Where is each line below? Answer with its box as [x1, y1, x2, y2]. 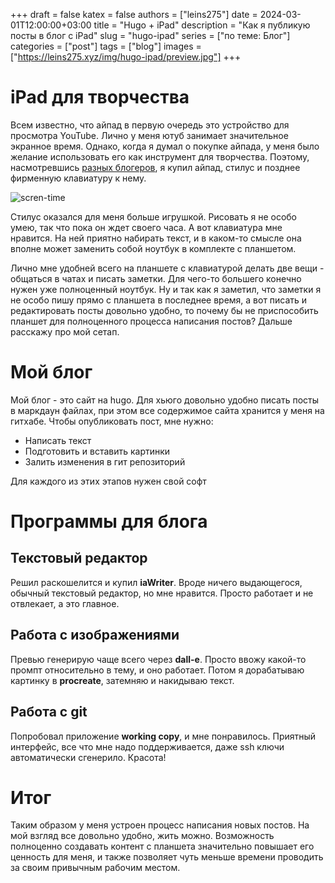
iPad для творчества [10, 86, 190, 109]
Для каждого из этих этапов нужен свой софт [10, 475, 207, 487]
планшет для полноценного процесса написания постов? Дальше [10, 315, 293, 327]
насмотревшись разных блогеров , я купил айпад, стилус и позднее [10, 161, 301, 173]
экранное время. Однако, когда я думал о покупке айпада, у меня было [10, 140, 320, 152]
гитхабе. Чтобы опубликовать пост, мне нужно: [10, 415, 214, 427]
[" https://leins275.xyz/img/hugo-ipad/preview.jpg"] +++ [10, 51, 242, 63]
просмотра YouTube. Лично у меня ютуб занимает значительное [10, 129, 289, 141]
